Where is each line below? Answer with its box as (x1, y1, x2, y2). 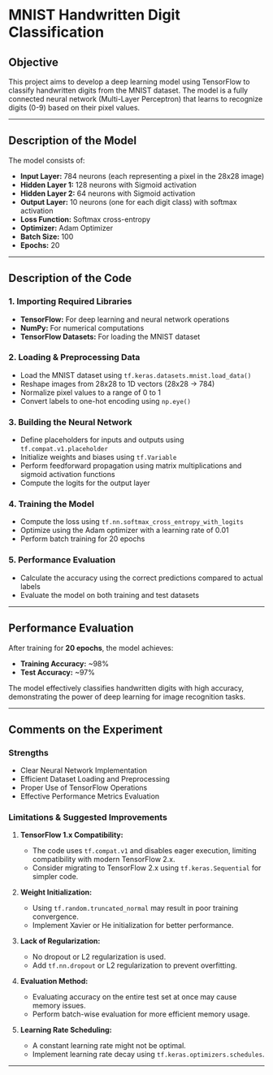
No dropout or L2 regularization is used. (32, 952, 167, 962)
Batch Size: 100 (19, 232, 74, 241)
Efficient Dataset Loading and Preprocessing (19, 774, 171, 784)
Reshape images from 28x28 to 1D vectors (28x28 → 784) (19, 379, 215, 388)
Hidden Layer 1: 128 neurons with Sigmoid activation (19, 180, 197, 189)
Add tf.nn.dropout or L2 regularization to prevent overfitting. (32, 960, 237, 970)
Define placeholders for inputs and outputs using (19, 435, 184, 444)
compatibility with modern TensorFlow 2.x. (32, 855, 176, 865)
